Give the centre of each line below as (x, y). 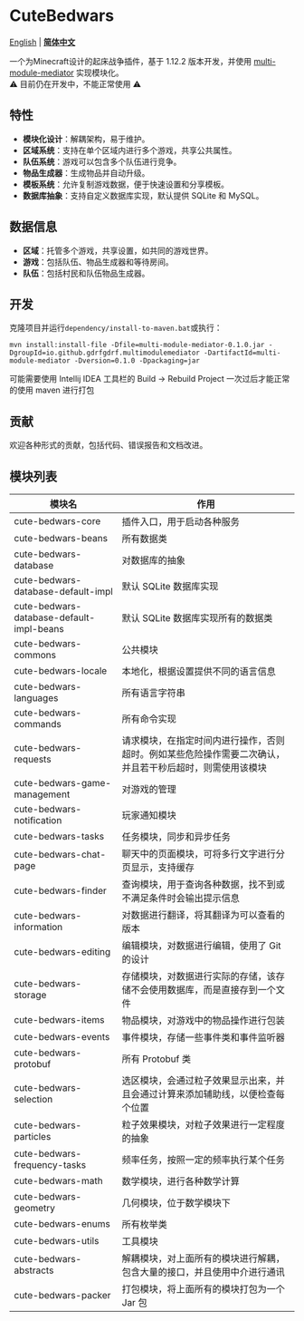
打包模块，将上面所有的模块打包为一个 (203, 1289)
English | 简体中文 (43, 42)
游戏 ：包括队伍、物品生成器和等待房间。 (98, 262)
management (42, 794)
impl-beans (39, 629)
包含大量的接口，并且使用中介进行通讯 (203, 1272)
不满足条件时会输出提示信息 (180, 898)
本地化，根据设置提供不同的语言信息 (199, 671)
